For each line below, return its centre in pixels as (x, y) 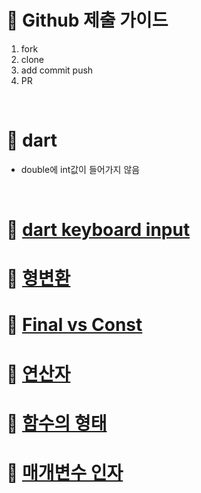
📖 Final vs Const (74, 325)
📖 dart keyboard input (98, 230)
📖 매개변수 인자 (65, 473)
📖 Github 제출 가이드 (87, 20)
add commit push (57, 70)
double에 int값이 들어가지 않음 (80, 169)
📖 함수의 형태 (57, 423)
